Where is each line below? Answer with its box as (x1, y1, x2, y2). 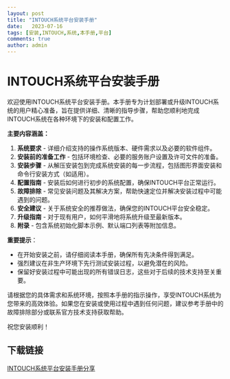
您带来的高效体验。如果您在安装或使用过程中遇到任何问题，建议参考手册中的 (7, 299, 224, 308)
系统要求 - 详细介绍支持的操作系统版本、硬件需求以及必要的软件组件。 (16, 143, 216, 152)
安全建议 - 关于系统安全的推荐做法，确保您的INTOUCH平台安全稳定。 (16, 204, 214, 212)
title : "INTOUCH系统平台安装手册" (7, 16, 97, 23)
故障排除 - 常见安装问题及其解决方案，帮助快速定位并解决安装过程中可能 (16, 187, 222, 195)
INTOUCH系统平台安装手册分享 (7, 364, 95, 372)
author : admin (7, 42, 48, 49)
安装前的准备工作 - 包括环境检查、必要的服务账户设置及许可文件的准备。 (16, 152, 222, 161)
